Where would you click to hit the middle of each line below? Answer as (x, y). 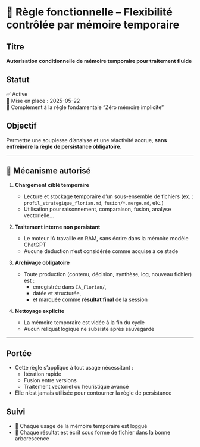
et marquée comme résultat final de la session (90, 299)
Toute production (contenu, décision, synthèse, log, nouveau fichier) (108, 274)
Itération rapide (42, 374)
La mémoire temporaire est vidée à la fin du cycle (84, 323)
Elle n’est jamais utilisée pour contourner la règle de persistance (93, 393)
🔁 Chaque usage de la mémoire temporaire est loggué (81, 426)
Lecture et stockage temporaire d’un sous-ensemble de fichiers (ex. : (108, 196)
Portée (19, 353)
